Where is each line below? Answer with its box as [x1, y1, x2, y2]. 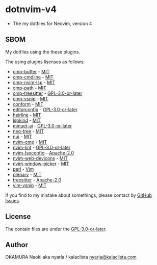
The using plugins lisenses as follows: [5, 59, 85, 65]
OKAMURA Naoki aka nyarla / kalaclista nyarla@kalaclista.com [5, 254, 137, 260]
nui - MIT [12, 134, 32, 140]
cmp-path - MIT [12, 85, 47, 91]
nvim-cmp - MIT [12, 139, 47, 145]
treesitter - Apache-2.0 [12, 177, 61, 183]
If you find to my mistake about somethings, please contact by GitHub [5, 192, 152, 198]
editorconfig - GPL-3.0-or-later [12, 106, 78, 113]
